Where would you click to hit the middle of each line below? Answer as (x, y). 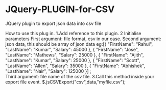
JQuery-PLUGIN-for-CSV (60, 9)
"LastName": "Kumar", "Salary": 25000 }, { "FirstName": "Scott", (73, 60)
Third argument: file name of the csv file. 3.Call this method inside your (80, 76)
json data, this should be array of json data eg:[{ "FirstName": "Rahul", (79, 44)
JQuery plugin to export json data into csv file (53, 23)
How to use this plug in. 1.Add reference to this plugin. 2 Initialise (73, 33)
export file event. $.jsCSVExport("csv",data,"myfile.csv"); (66, 82)
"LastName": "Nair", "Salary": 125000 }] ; (49, 71)
